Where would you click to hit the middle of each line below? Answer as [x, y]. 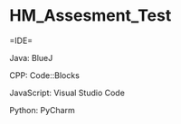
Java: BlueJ [31, 58]
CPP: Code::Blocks [44, 75]
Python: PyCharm [42, 110]
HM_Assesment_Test [90, 16]
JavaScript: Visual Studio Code [67, 93]
